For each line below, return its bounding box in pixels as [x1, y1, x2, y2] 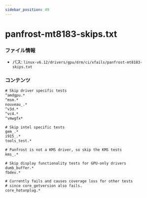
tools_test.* [5, 138, 32, 143]
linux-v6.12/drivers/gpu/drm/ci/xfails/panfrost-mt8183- [23, 60, 143, 65]
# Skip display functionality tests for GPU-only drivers [5, 161, 126, 165]
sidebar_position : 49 [5, 7, 50, 12]
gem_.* [5, 129, 19, 134]
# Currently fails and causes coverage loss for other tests [5, 179, 133, 184]
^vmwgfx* [5, 116, 23, 121]
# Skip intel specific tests [5, 125, 65, 130]
